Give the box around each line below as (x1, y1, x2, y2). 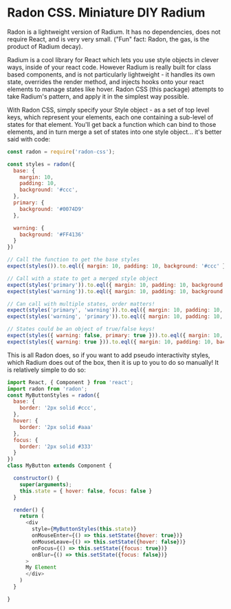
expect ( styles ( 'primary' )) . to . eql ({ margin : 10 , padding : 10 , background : (7, 281, 226, 288)
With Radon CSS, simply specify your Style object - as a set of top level (7, 106, 210, 114)
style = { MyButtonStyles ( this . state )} (32, 526, 137, 532)
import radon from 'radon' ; (7, 385, 88, 392)
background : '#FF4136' (19, 231, 85, 238)
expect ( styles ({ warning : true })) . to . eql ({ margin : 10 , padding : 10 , (7, 338, 214, 346)
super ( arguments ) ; (19, 481, 72, 488)
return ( (19, 512, 45, 520)
